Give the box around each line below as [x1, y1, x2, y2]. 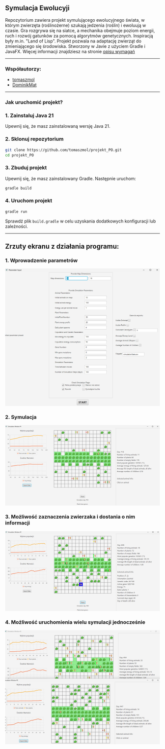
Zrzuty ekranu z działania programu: [5, 242, 119, 251]
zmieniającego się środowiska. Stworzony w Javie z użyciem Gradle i [5, 43, 146, 49]
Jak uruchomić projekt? [5, 99, 63, 106]
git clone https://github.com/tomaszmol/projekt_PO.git [5, 148, 122, 152]
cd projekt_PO [5, 152, 34, 157]
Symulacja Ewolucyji [5, 4, 70, 12]
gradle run [5, 209, 27, 214]
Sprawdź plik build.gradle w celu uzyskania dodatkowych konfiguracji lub [5, 218, 156, 224]
